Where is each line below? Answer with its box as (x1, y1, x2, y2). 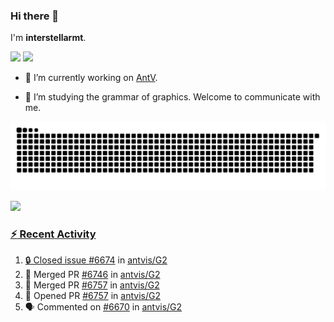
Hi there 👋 (10, 9, 60, 23)
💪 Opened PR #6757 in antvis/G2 (24, 290, 161, 302)
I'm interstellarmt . (10, 32, 87, 44)
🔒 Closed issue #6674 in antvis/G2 (24, 254, 168, 266)
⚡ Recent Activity (10, 227, 97, 241)
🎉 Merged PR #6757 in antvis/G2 (24, 279, 160, 291)
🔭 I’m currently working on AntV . (24, 72, 158, 84)
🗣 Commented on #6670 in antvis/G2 (24, 301, 183, 313)
